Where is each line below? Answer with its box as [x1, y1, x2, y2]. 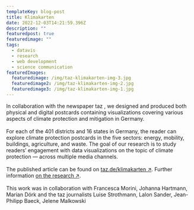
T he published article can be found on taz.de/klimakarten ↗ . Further [6, 165, 173, 173]
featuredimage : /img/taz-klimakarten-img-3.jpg [11, 75, 132, 81]
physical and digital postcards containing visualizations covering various [6, 108, 183, 116]
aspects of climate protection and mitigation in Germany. [6, 115, 145, 122]
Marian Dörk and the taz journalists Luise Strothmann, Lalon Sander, [6, 191, 173, 198]
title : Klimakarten [6, 14, 55, 20]
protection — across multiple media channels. [6, 153, 119, 160]
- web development [11, 58, 58, 64]
